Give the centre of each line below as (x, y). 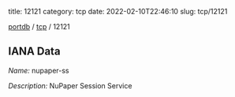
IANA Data (34, 52)
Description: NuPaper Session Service (70, 85)
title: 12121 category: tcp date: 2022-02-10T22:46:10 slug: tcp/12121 (118, 11)
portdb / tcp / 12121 (39, 26)
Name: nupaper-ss (39, 70)
